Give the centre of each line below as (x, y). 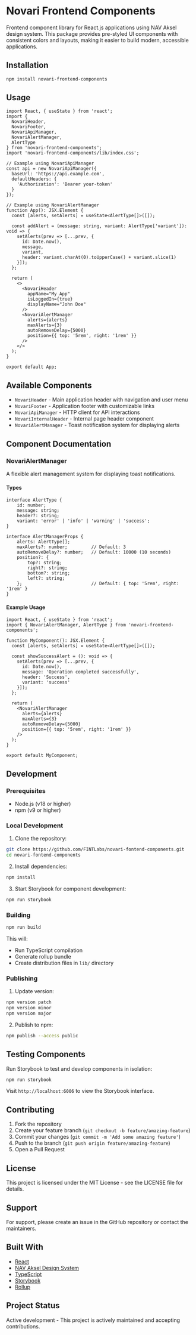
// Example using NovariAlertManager (53, 205)
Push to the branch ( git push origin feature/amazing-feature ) (92, 1143)
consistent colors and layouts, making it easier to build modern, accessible (97, 40)
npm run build (24, 928)
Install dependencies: (41, 867)
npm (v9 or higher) (38, 810)
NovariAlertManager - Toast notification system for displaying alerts (97, 425)
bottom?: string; (49, 573)
